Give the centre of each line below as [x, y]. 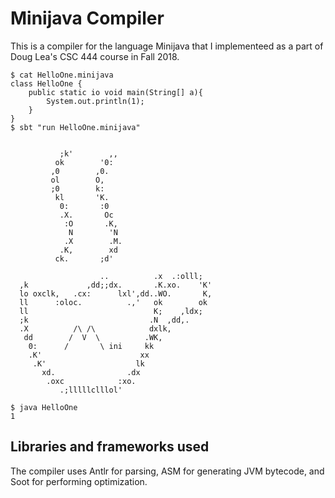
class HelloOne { [46, 83]
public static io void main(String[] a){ [115, 92]
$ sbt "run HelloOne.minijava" [75, 127]
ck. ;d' [84, 258]
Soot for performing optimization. [79, 481]
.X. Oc [86, 215]
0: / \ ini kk [91, 346]
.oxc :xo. [91, 381]
